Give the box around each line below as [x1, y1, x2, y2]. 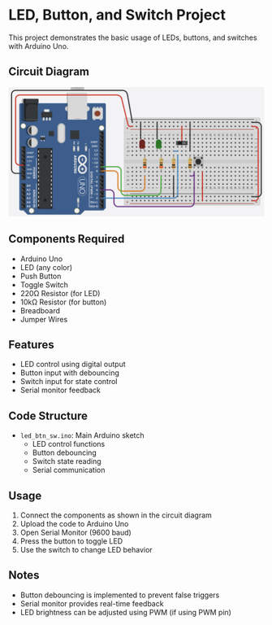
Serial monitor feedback [19, 385, 101, 396]
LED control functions [32, 439, 106, 449]
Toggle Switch [19, 279, 69, 290]
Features [8, 338, 54, 352]
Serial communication [32, 465, 106, 475]
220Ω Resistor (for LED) [19, 288, 101, 298]
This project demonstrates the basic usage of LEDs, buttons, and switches [8, 33, 257, 42]
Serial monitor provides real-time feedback [19, 598, 164, 608]
